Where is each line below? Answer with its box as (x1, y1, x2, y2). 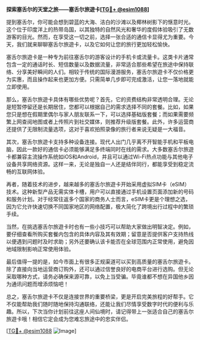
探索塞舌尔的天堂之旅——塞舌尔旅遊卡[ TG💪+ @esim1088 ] (6, 6, 150, 13)
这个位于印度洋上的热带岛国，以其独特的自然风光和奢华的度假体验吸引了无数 (6, 26, 194, 33)
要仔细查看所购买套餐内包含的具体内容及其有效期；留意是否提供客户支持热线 (6, 230, 194, 238)
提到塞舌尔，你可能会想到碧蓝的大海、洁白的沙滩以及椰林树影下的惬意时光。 (6, 18, 194, 26)
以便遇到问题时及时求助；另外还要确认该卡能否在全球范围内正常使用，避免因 (6, 238, 194, 245)
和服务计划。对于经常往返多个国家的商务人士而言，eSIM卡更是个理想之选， (6, 196, 191, 202)
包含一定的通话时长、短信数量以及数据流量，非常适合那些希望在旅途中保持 (6, 61, 189, 68)
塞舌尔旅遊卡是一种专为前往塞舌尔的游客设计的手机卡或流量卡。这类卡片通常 (6, 54, 194, 60)
